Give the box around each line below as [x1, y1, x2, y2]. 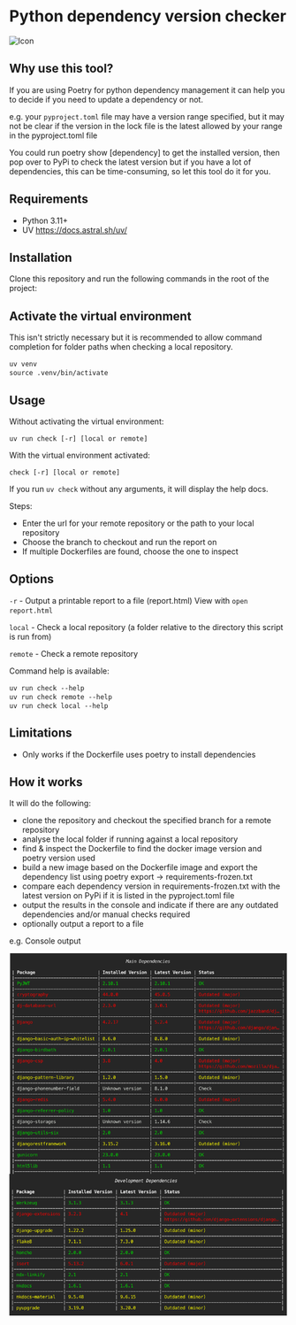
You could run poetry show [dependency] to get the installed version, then [9, 147, 280, 158]
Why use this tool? [9, 61, 114, 76]
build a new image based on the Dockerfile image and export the [21, 862, 258, 873]
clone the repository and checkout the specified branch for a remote [21, 815, 272, 826]
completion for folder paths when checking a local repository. [9, 342, 233, 352]
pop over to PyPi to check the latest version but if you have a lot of [9, 157, 252, 167]
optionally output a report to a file [21, 919, 144, 929]
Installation [9, 250, 72, 265]
